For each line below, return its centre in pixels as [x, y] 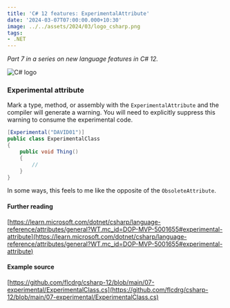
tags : [15, 33]
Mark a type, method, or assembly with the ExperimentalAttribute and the [113, 105]
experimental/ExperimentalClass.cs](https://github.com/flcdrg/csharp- [108, 289]
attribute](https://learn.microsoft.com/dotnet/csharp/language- [97, 236]
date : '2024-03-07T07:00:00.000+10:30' [65, 20]
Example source [31, 267]
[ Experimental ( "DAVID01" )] [46, 133]
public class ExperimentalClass [54, 139]
